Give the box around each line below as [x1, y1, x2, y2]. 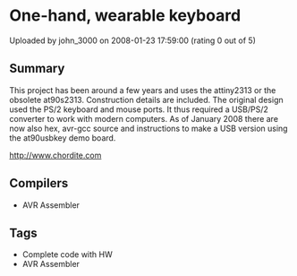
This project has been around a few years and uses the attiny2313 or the [9, 84, 276, 95]
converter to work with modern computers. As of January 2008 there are [9, 113, 279, 124]
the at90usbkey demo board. [9, 132, 116, 143]
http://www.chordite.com [9, 150, 102, 160]
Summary [9, 61, 65, 76]
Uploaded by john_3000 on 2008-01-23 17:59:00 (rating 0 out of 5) [9, 35, 257, 46]
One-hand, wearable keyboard [9, 5, 242, 26]
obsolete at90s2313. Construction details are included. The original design [9, 94, 284, 105]
